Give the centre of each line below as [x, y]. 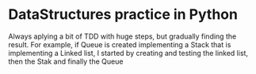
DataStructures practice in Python [123, 15]
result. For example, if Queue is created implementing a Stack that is [120, 44]
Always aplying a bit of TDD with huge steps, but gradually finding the [122, 36]
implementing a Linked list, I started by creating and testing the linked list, [128, 53]
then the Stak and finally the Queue [66, 61]
